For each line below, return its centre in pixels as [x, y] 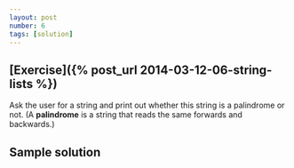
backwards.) [32, 124]
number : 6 [28, 26]
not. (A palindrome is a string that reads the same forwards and [126, 115]
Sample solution [55, 152]
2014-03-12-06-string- [206, 70]
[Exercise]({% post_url [73, 70]
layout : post [33, 17]
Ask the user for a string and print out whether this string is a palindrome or [147, 105]
